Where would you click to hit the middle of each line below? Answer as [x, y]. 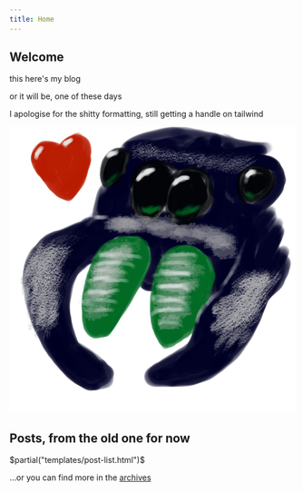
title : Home [32, 19]
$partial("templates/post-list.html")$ [77, 460]
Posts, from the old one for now [100, 438]
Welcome [37, 58]
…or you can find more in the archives [80, 477]
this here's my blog [45, 79]
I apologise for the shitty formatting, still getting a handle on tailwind [137, 114]
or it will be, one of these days [66, 96]
